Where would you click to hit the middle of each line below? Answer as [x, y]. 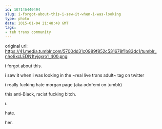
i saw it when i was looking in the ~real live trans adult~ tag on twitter [75, 75]
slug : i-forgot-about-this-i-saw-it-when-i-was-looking [63, 14]
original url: [16, 46]
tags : [10, 28]
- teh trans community [28, 32]
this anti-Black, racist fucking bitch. [41, 94]
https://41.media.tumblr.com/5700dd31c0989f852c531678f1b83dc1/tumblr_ [81, 51]
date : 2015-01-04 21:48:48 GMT [37, 23]
